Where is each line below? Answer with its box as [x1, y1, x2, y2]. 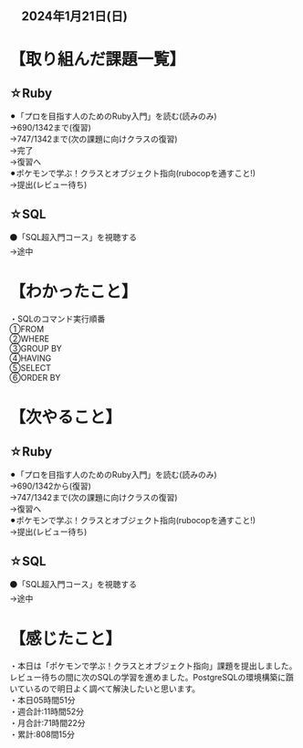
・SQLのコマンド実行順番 [9, 313, 106, 324]
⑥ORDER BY [9, 373, 61, 384]
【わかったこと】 [9, 281, 139, 302]
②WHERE [9, 333, 50, 344]
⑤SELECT [9, 363, 52, 374]
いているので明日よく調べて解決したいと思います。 [9, 683, 201, 694]
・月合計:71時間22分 [9, 717, 86, 728]
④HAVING [9, 353, 52, 363]
